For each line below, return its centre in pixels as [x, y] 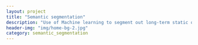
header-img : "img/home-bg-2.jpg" [47, 28]
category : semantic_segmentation [47, 33]
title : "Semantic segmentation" [46, 17]
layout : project [26, 11]
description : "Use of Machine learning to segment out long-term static [97, 22]
